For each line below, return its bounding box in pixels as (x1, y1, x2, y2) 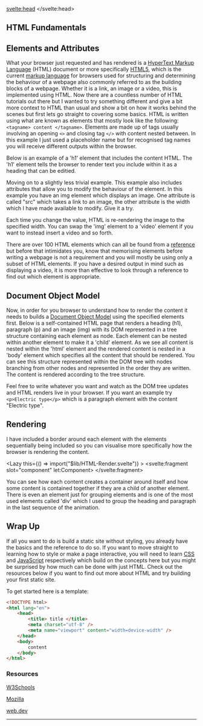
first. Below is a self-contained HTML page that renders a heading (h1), (6, 320, 183, 327)
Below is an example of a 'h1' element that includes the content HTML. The (6, 154, 192, 162)
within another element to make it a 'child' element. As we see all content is (6, 339, 194, 346)
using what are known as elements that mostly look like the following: (6, 117, 179, 125)
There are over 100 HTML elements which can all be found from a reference (6, 241, 195, 248)
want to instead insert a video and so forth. (6, 229, 114, 236)
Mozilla (6, 695, 24, 702)
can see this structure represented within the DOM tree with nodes (6, 358, 172, 365)
